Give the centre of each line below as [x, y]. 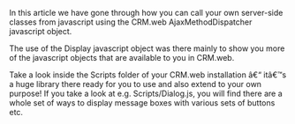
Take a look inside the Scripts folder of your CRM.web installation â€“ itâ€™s [148, 75]
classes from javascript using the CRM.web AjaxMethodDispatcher [131, 22]
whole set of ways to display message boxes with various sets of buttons [142, 103]
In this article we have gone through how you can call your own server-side [146, 13]
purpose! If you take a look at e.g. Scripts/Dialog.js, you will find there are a [146, 93]
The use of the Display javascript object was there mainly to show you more [147, 48]
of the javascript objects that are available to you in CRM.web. [122, 58]
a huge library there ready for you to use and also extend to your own [136, 84]
